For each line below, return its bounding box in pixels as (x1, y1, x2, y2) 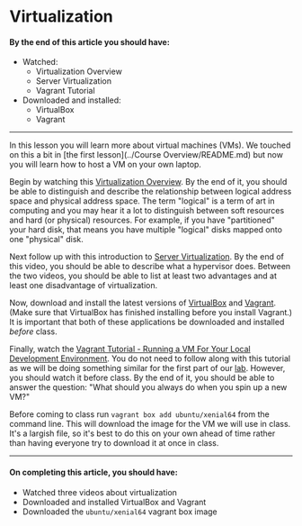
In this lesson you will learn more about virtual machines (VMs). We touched (9, 140, 291, 150)
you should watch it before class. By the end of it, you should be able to (9, 372, 275, 384)
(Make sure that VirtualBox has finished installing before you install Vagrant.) (9, 307, 293, 318)
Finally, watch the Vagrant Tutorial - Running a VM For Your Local (9, 344, 251, 355)
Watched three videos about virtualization (22, 486, 178, 497)
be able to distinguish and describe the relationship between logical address (9, 186, 292, 197)
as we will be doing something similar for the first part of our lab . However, (9, 363, 286, 374)
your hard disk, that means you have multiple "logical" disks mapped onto (9, 224, 283, 235)
